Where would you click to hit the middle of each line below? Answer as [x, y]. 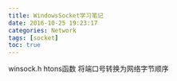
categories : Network [43, 30]
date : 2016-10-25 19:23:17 [53, 23]
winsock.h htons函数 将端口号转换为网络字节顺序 [88, 69]
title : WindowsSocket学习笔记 [56, 15]
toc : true [25, 45]
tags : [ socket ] [33, 38]
